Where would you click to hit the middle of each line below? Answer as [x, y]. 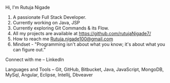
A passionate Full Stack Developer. [49, 17]
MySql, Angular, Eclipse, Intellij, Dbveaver [49, 75]
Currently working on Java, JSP [46, 23]
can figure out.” [29, 50]
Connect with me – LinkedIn [35, 60]
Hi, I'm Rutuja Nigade [28, 7]
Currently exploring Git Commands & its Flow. [61, 28]
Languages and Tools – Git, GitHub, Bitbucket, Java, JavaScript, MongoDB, [85, 69]
